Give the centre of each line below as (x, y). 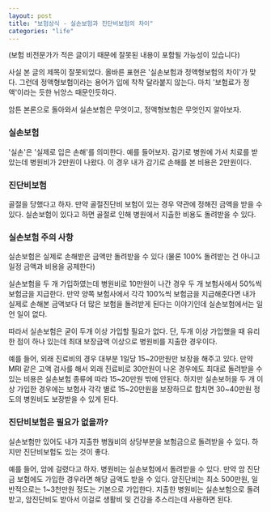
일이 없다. (32, 314)
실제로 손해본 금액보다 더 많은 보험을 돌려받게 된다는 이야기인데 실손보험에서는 (131, 304)
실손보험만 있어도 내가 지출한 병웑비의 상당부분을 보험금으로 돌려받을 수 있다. (129, 442)
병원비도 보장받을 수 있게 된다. (71, 399)
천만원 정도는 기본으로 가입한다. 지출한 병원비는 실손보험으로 (150, 489)
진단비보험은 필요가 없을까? (59, 422)
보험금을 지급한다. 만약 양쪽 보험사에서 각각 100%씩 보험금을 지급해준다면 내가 (132, 294)
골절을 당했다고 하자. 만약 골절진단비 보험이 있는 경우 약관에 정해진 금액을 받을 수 (135, 204)
